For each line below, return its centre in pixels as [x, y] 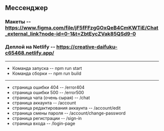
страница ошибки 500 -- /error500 [48, 92]
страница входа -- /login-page [44, 123]
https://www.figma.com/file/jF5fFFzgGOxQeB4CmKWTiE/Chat [82, 28]
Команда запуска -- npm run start [47, 68]
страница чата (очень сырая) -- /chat [51, 98]
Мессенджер [26, 8]
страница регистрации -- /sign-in [47, 118]
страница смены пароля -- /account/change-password [69, 113]
